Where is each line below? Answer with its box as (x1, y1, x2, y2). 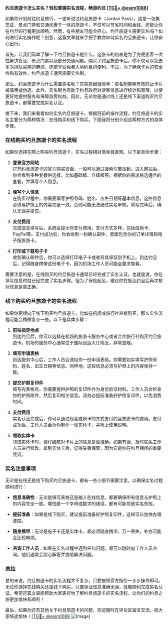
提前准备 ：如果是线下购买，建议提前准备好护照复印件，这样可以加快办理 (12, 511, 161, 517)
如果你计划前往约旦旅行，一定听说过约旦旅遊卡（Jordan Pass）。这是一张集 (5, 16, 160, 22)
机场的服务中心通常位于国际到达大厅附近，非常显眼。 (25, 339, 135, 345)
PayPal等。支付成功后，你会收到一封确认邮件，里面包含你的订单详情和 (12, 231, 158, 237)
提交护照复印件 (12, 380, 43, 386)
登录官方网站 (12, 160, 39, 166)
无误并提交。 (16, 208, 43, 214)
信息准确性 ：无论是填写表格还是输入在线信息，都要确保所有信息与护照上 (12, 494, 161, 500)
